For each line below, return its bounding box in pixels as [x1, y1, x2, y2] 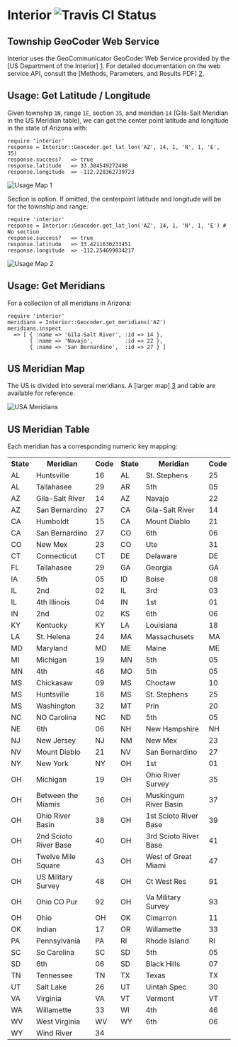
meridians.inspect [7, 325, 62, 332]
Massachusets [145, 632, 195, 642]
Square [35, 860, 60, 870]
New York [35, 759, 69, 769]
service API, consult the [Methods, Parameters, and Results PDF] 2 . [7, 70, 205, 77]
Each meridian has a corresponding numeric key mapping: [7, 442, 178, 450]
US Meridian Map [7, 362, 85, 375]
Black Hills [145, 959, 181, 969]
